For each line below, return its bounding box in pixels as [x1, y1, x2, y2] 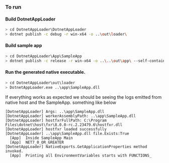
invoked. [5, 148, 24, 153]
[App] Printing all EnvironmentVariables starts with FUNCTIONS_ [10, 153, 152, 158]
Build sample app [5, 43, 42, 49]
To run [5, 4, 22, 11]
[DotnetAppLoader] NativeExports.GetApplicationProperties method [5, 144, 147, 149]
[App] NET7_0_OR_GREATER [10, 139, 64, 145]
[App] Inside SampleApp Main [10, 135, 73, 140]
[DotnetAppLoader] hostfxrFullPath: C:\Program [5, 118, 107, 123]
